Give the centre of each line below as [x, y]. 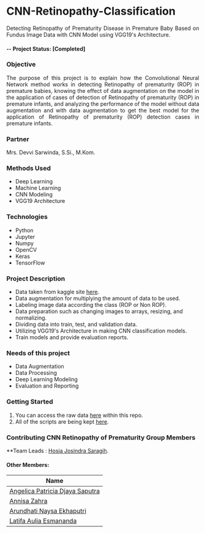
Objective [21, 64]
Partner [18, 139]
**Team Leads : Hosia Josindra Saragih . [58, 450]
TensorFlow [30, 263]
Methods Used [28, 168]
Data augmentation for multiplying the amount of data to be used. [98, 298]
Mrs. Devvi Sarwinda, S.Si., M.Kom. [51, 153]
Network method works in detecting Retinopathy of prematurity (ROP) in [103, 84]
